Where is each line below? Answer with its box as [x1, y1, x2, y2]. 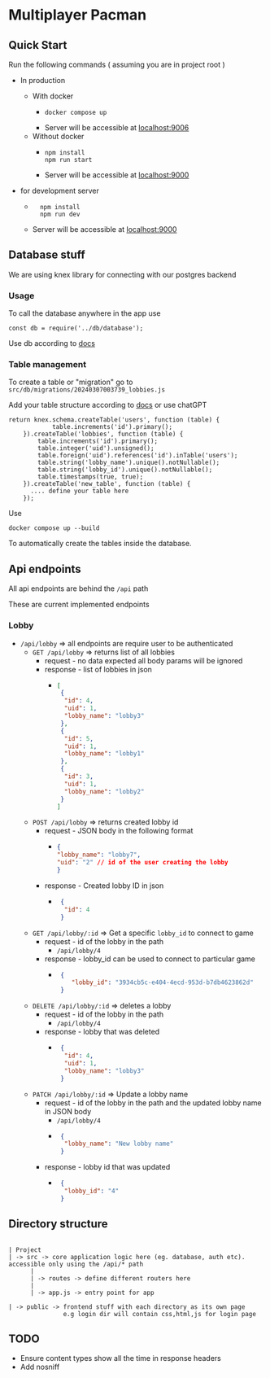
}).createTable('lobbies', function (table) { [23, 430, 184, 439]
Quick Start [8, 38, 67, 52]
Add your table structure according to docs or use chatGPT [8, 400, 207, 410]
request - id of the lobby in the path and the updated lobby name [44, 1097, 262, 1108]
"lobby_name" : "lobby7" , [56, 851, 141, 860]
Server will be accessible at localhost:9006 [44, 123, 189, 132]
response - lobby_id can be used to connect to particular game [44, 954, 256, 964]
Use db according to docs [8, 339, 96, 348]
